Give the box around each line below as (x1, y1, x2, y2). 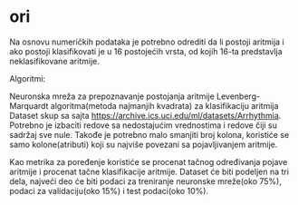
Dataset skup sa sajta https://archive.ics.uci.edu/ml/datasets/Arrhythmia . (9, 110, 282, 121)
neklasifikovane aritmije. (9, 55, 100, 66)
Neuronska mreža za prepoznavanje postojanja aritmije (9, 91, 215, 102)
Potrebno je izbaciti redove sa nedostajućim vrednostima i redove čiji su (9, 120, 278, 131)
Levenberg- (216, 91, 261, 102)
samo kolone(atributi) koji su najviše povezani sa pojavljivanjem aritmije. (9, 139, 278, 150)
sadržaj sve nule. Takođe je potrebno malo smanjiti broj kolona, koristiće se (9, 129, 290, 140)
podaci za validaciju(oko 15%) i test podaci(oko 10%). (9, 185, 209, 196)
